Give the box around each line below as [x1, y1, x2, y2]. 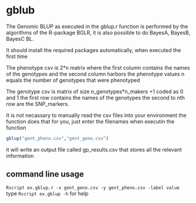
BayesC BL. [6, 35, 34, 42]
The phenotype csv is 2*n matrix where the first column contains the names [6, 64, 190, 71]
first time [6, 53, 28, 60]
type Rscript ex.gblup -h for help [6, 190, 89, 197]
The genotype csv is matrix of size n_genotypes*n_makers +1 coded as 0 [6, 88, 184, 95]
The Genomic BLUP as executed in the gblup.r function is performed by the [6, 23, 188, 30]
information [6, 152, 34, 159]
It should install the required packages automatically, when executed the [6, 46, 181, 53]
